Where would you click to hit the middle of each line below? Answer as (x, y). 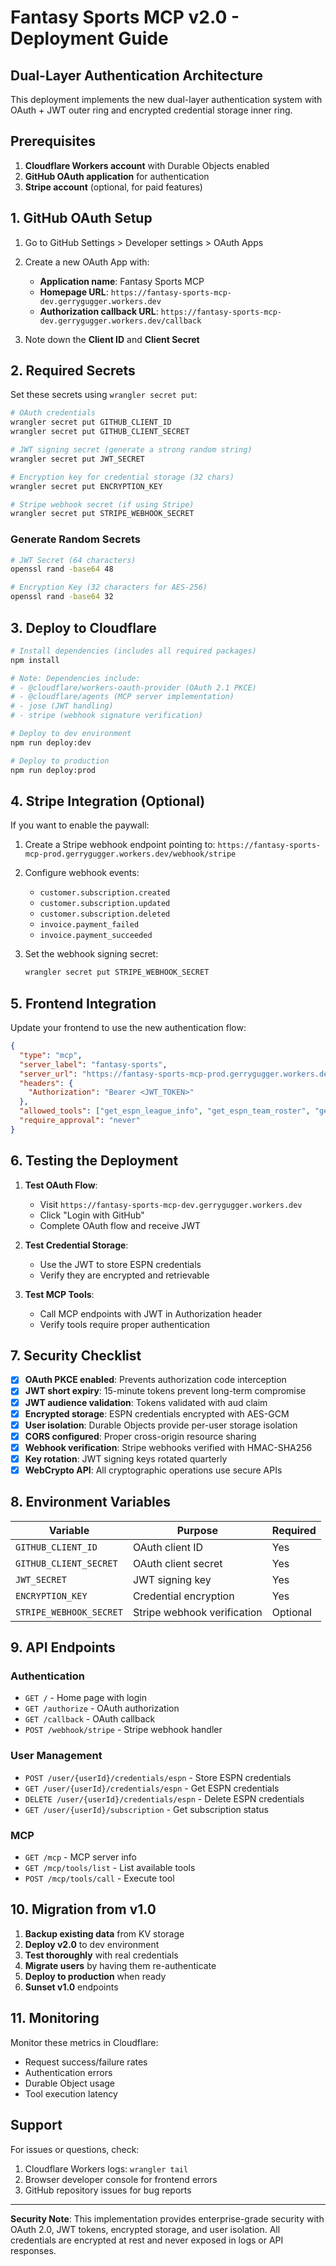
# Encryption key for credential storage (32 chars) (122, 477)
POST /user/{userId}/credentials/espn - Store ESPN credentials (158, 1777)
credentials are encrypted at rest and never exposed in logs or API (147, 2240)
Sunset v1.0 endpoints (71, 1987)
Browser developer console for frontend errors (121, 2179)
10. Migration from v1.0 (83, 1909)
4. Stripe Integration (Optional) (108, 801)
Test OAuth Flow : (61, 1185)
